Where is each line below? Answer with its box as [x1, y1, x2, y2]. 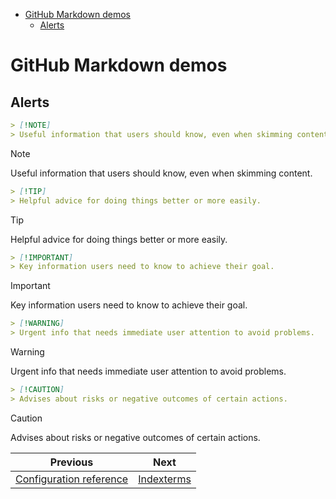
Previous [49, 455, 94, 469]
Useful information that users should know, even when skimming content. [10, 167, 313, 179]
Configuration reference [15, 472, 129, 486]
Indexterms [138, 472, 192, 486]
